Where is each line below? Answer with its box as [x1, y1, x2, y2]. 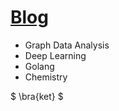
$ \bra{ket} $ [10, 90, 64, 102]
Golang [24, 60, 55, 72]
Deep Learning [24, 49, 87, 61]
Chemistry [24, 71, 68, 83]
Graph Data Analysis [24, 39, 110, 51]
